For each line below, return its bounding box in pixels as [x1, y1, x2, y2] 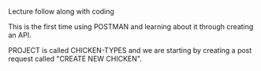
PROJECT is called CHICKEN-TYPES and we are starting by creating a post [8, 46, 252, 54]
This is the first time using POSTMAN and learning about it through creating [8, 22, 254, 31]
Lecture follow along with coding [8, 7, 114, 16]
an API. [8, 31, 32, 39]
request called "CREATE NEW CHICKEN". [8, 54, 142, 63]
